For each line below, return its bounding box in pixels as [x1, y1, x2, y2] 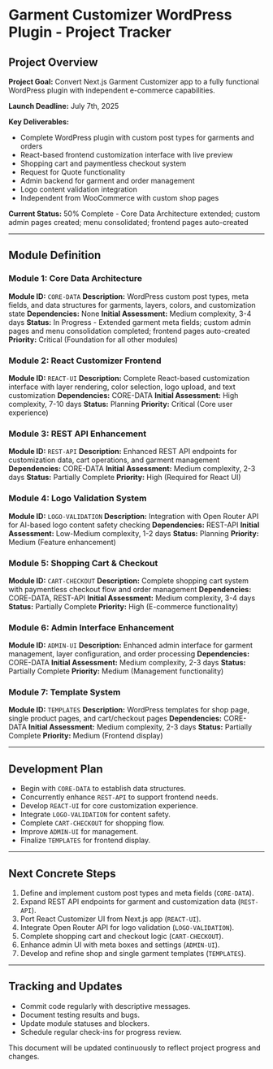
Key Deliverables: [8, 117, 69, 127]
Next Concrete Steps [8, 867, 116, 881]
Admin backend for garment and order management [19, 176, 195, 185]
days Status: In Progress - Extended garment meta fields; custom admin [8, 317, 252, 327]
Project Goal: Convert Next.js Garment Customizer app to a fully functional [8, 77, 260, 86]
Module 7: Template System [8, 686, 121, 698]
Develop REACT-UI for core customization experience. [19, 801, 198, 811]
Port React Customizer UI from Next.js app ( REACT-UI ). [19, 914, 201, 924]
